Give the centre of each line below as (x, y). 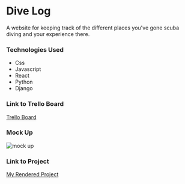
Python (24, 82)
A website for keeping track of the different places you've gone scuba (93, 28)
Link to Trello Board (35, 104)
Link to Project (28, 161)
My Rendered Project (32, 174)
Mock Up (20, 132)
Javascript (28, 69)
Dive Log (29, 11)
